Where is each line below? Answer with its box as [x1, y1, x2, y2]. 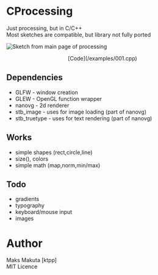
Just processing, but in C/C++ [6, 24, 82, 32]
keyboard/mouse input [15, 208, 73, 216]
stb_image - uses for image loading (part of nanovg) [15, 108, 147, 116]
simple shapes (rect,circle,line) [15, 148, 93, 156]
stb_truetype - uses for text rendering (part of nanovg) [15, 114, 153, 122]
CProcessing [6, 4, 73, 18]
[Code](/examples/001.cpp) [68, 54, 137, 62]
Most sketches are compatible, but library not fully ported [6, 31, 151, 38]
